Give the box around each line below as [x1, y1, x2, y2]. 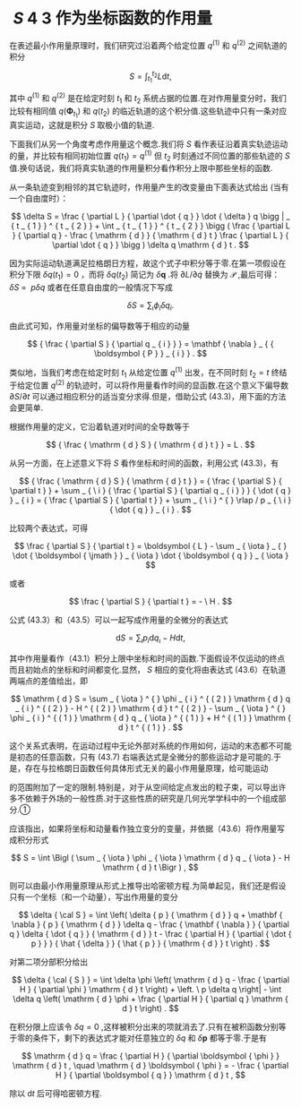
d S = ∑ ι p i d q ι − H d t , [116, 632, 185, 645]
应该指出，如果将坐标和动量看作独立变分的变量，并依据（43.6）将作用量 [9, 823, 278, 834]
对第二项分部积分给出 [9, 956, 88, 967]
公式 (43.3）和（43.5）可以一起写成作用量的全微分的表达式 [9, 614, 228, 625]
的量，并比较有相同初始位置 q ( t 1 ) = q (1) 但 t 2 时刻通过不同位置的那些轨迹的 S [9, 149, 290, 163]
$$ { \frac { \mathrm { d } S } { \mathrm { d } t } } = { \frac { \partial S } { [19, 476, 282, 486]
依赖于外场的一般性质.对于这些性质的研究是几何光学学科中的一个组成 [24, 793, 279, 803]
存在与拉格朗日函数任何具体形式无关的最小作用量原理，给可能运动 [24, 762, 269, 773]
